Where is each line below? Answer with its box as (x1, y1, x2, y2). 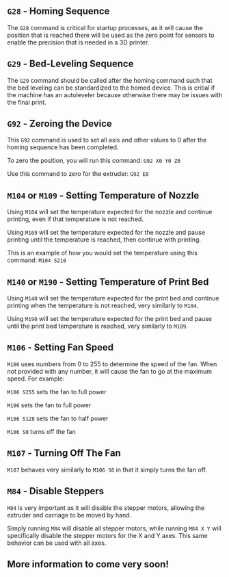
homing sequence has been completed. (7, 143, 119, 151)
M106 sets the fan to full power (7, 400, 92, 409)
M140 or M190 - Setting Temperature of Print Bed (7, 276, 209, 287)
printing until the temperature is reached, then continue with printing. (7, 235, 202, 244)
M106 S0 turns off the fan (7, 427, 77, 435)
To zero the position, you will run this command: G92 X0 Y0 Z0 (7, 157, 181, 165)
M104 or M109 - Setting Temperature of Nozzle (7, 190, 200, 201)
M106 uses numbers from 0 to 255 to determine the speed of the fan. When (7, 359, 217, 368)
